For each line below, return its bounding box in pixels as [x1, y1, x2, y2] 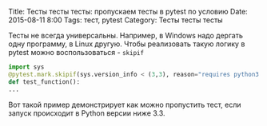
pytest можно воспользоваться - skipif [8, 48, 145, 57]
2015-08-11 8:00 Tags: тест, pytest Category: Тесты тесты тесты [8, 15, 223, 25]
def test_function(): [8, 77, 81, 86]
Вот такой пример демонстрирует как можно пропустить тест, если [8, 100, 241, 109]
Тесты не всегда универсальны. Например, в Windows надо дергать [8, 31, 244, 40]
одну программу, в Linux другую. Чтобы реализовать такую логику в [8, 39, 245, 49]
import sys [8, 63, 45, 71]
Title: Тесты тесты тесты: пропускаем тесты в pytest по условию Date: [8, 7, 248, 16]
